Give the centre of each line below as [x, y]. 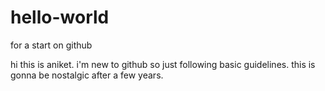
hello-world [60, 17]
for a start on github [51, 45]
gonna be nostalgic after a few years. [87, 75]
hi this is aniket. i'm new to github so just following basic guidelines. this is [163, 64]
